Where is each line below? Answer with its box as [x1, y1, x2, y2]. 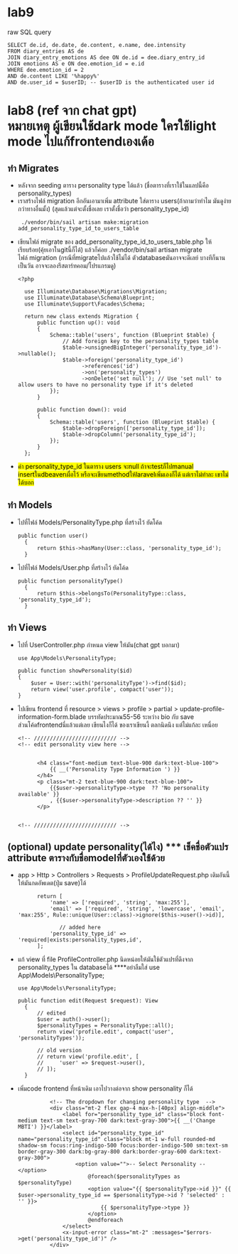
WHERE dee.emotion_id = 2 [7, 66, 84, 73]
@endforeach [87, 1216, 124, 1224]
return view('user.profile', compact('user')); [31, 686, 174, 693]
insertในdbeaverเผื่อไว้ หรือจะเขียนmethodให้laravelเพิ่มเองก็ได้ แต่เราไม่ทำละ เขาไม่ [17, 470, 229, 478]
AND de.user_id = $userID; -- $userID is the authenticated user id [7, 79, 215, 86]
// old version [36, 1047, 82, 1054]
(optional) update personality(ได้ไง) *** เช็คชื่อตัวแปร [7, 840, 229, 853]
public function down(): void [36, 406, 126, 413]
